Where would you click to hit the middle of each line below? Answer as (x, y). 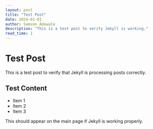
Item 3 (19, 111)
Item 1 (19, 100)
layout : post (19, 10)
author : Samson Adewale (30, 24)
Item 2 (19, 106)
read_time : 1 (19, 33)
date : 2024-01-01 (24, 19)
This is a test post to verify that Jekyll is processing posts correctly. (76, 72)
